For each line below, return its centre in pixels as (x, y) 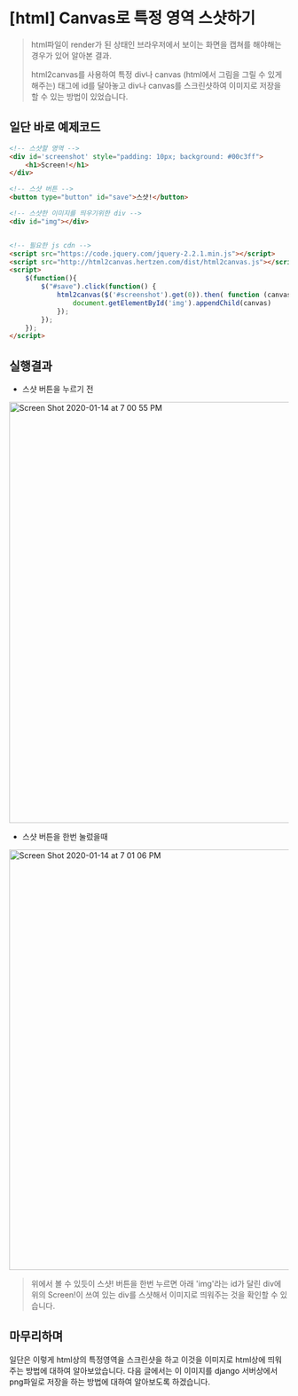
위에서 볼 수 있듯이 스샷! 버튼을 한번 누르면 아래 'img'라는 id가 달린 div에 (156, 1284)
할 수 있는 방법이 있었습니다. (79, 96)
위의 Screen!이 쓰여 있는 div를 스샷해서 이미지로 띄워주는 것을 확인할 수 (154, 1295)
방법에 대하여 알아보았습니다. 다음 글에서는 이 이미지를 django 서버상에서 (151, 1370)
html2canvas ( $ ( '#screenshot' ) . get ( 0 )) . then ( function (158, 295)
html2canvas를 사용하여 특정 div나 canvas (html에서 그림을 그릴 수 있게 (156, 74)
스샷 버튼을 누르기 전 (58, 389)
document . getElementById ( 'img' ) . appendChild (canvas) (172, 303)
